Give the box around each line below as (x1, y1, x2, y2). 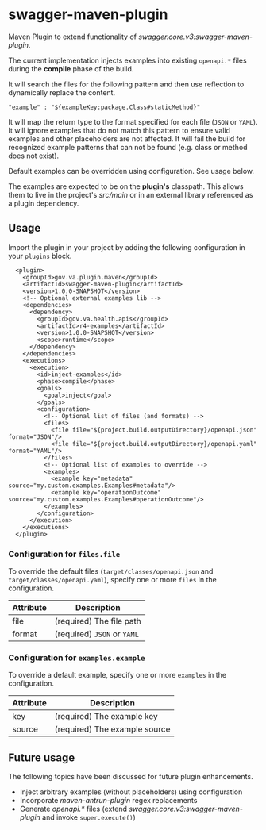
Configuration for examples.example (8, 652, 145, 663)
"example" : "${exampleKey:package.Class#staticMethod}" (8, 103, 201, 111)
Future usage (8, 751, 75, 764)
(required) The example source (54, 724, 171, 735)
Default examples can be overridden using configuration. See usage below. (8, 166, 254, 175)
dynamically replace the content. (8, 87, 116, 97)
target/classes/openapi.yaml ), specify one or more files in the (8, 575, 217, 585)
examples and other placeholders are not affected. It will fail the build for (8, 133, 246, 144)
